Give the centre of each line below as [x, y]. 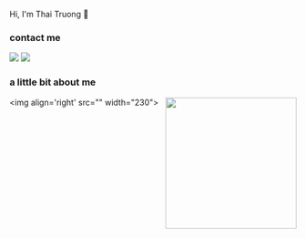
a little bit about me [53, 82]
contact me [35, 37]
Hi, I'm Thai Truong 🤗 [49, 14]
